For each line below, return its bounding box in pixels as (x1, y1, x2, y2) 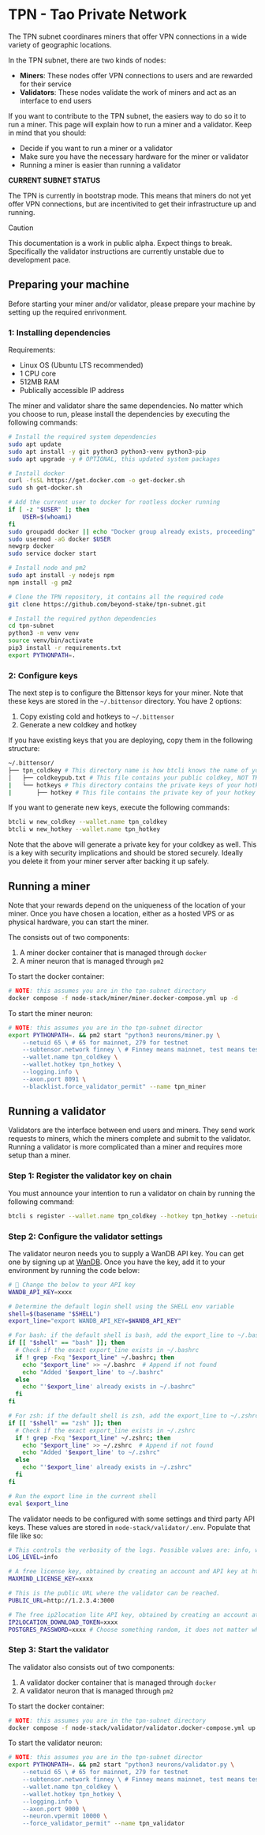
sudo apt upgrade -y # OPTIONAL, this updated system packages (8, 455, 221, 463)
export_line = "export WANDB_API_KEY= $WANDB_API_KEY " (8, 1317, 181, 1325)
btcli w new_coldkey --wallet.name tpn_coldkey (8, 818, 168, 826)
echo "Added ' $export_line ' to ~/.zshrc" (22, 1448, 160, 1456)
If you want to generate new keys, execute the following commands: (8, 802, 230, 812)
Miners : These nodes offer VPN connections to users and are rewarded (19, 70, 253, 80)
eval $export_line (8, 1500, 69, 1508)
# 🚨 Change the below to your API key (8, 1281, 136, 1289)
